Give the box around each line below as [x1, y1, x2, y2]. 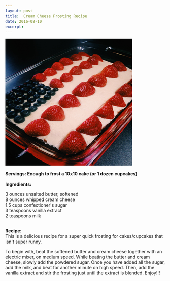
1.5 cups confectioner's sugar [5, 202, 67, 208]
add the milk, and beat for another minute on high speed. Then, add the [5, 265, 155, 271]
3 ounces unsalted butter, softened [5, 191, 79, 197]
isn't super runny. [5, 238, 42, 245]
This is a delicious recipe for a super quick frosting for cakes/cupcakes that [5, 233, 163, 239]
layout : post [5, 8, 33, 13]
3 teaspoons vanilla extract [5, 208, 62, 214]
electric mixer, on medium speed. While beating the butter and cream [5, 254, 150, 260]
